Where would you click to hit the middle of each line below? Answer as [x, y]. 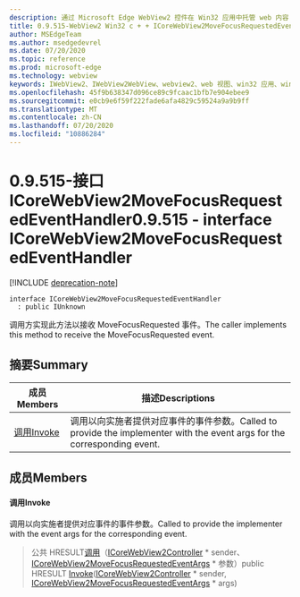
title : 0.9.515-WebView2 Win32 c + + [79, 26]
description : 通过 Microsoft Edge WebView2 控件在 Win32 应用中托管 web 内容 [149, 17]
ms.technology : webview [54, 76]
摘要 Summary [49, 365]
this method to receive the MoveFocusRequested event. [112, 334]
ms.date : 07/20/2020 [48, 51]
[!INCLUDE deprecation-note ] [64, 282]
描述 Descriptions [179, 397]
